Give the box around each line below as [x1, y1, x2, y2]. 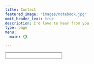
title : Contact [5, 7, 36, 12]
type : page [5, 25, 28, 30]
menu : [5, 30, 16, 35]
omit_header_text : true [5, 16, 54, 21]
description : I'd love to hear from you [5, 21, 90, 26]
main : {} [9, 35, 28, 40]
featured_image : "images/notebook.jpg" [5, 12, 87, 17]
